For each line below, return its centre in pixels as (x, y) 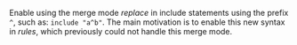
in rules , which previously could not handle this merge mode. (121, 31)
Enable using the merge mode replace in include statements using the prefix (149, 13)
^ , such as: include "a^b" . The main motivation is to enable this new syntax (147, 22)
